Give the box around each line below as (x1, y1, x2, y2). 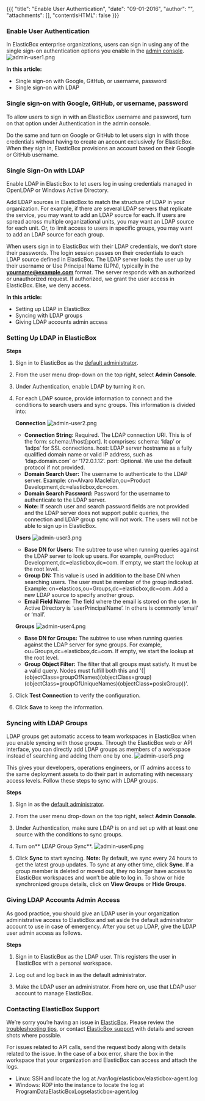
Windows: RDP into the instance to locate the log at (15, 1081, 145, 1089)
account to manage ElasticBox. (15, 989, 93, 997)
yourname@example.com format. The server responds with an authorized (6, 268, 195, 276)
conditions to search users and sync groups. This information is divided (15, 401, 196, 409)
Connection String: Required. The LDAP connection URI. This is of (24, 431, 192, 439)
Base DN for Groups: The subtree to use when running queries (24, 635, 183, 642)
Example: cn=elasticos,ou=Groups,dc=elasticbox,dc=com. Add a (24, 585, 189, 592)
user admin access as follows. (6, 929, 82, 937)
